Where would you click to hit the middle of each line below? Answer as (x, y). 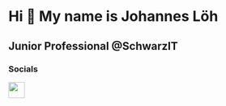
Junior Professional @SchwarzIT (93, 46)
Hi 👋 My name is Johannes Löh (113, 16)
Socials (23, 69)
